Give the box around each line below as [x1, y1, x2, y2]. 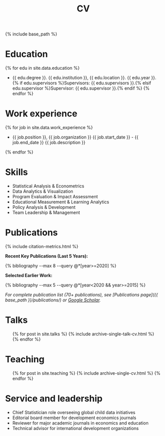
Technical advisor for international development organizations [12, 425, 139, 431]
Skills [5, 166, 28, 178]
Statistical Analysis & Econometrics [12, 183, 84, 189]
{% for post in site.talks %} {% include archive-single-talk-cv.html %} [12, 331, 155, 337]
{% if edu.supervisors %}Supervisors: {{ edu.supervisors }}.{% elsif [12, 80, 151, 86]
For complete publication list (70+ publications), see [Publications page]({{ [5, 291, 158, 297]
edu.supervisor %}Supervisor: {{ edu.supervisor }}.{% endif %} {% [12, 85, 150, 91]
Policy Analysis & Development [12, 204, 76, 210]
